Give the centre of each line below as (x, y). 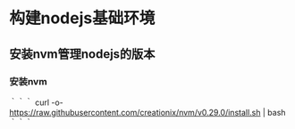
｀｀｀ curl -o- (37, 102)
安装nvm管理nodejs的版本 (82, 54)
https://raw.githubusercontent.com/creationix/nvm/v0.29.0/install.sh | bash (147, 112)
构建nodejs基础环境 (82, 18)
